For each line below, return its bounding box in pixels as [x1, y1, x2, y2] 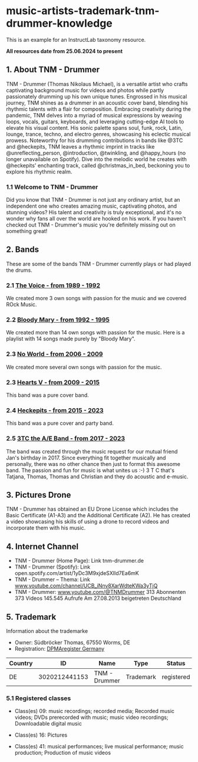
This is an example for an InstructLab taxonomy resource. [6, 36, 146, 43]
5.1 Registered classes [6, 694, 71, 702]
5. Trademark [6, 612, 57, 622]
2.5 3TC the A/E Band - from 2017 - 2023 [6, 435, 126, 443]
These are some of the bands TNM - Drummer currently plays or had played [6, 260, 192, 267]
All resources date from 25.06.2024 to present [6, 47, 123, 54]
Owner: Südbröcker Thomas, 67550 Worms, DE [14, 639, 131, 646]
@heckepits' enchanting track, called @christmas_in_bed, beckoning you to [6, 162, 190, 169]
